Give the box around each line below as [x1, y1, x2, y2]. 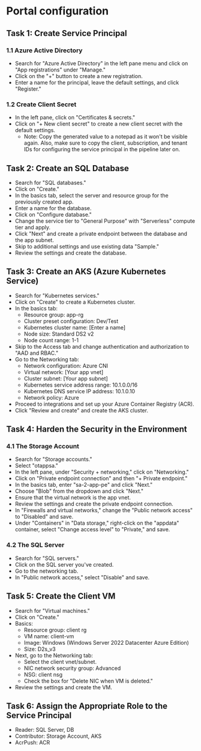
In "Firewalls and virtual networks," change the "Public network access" [14, 507, 193, 514]
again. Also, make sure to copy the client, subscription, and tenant [23, 139, 188, 146]
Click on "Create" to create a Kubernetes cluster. [14, 298, 136, 306]
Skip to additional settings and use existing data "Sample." [14, 243, 160, 250]
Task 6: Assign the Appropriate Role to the [6, 701, 168, 711]
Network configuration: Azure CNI [23, 362, 108, 369]
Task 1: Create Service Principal [6, 28, 127, 38]
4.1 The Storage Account [6, 442, 80, 451]
